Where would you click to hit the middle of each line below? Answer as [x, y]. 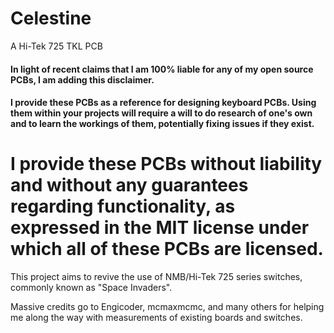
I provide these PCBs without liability [166, 164]
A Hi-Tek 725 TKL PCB [56, 46]
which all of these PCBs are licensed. [167, 249]
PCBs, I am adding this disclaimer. [82, 79]
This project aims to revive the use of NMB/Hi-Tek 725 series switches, [156, 277]
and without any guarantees [129, 185]
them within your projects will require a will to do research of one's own [161, 113]
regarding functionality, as [123, 206]
